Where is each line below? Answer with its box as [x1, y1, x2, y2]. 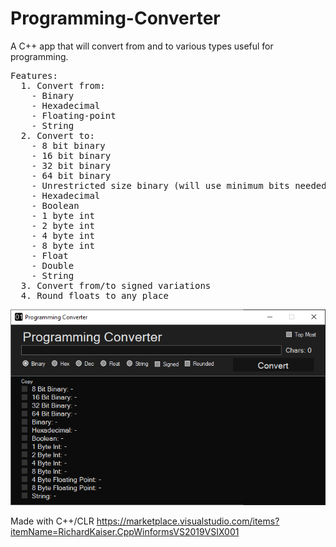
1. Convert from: [20, 80, 106, 91]
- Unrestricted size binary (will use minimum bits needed [31, 180, 327, 191]
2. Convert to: [20, 130, 95, 141]
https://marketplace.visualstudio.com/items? [96, 515, 280, 527]
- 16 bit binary [31, 150, 112, 161]
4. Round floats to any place [20, 290, 169, 301]
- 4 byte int [31, 230, 95, 241]
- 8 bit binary [31, 140, 106, 151]
